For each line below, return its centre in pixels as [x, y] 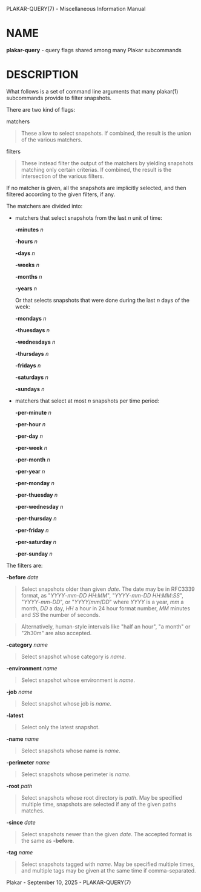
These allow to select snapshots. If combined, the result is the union [106, 133]
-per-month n [32, 459]
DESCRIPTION [42, 75]
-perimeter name [28, 762]
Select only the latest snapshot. [60, 727]
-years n [26, 288]
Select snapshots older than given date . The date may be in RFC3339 [108, 589]
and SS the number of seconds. [61, 615]
